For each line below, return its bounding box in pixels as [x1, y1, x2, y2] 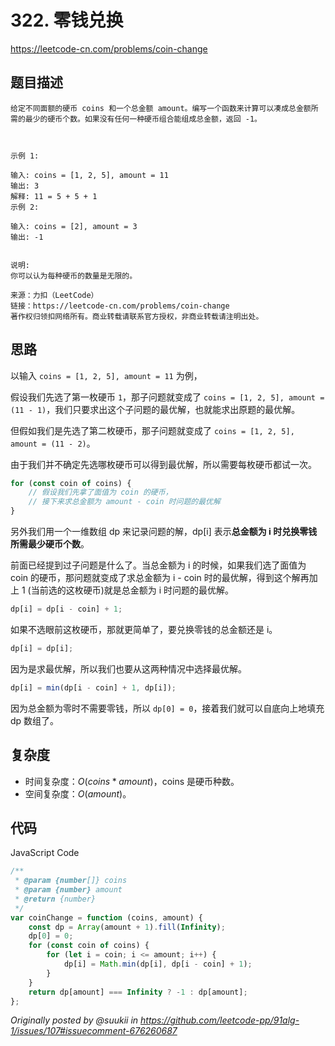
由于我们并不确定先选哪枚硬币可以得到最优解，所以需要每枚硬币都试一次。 [10, 458, 317, 470]
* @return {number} [14, 894, 97, 904]
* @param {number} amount [14, 885, 123, 895]
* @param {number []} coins [14, 876, 128, 886]
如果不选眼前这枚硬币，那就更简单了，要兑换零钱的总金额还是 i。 [10, 623, 278, 635]
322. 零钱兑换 [10, 9, 124, 32]
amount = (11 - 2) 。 [10, 437, 96, 449]
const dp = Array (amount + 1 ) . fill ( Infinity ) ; [28, 922, 226, 932]
